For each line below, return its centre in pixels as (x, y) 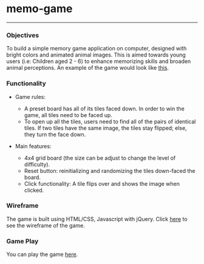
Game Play (22, 241)
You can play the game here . (42, 254)
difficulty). (37, 164)
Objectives (23, 35)
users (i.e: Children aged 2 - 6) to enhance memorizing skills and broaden (99, 61)
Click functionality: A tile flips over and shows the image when (102, 183)
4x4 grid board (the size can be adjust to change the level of (100, 158)
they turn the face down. (55, 134)
